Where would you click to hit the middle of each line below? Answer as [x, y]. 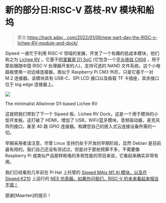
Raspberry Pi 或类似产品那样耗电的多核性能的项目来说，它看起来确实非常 [80, 155]
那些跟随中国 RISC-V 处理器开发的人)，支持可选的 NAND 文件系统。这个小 [81, 66]
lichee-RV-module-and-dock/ [48, 43]
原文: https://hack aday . [41, 37]
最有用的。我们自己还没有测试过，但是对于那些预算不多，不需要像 [72, 149]
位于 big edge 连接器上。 [30, 84]
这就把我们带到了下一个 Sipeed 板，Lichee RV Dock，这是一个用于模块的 [80, 114]
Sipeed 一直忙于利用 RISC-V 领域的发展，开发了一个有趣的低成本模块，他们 [82, 53]
